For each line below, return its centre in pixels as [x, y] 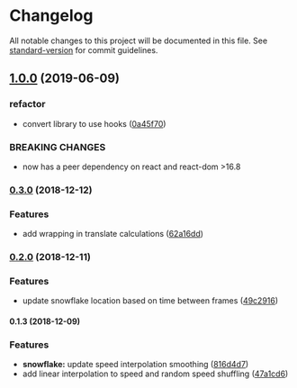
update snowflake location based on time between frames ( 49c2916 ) [150, 301]
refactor [27, 104]
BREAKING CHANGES [58, 147]
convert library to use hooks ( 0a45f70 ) [94, 123]
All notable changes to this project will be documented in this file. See [139, 41]
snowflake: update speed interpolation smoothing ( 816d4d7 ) [135, 365]
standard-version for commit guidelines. [84, 50]
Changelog [51, 16]
